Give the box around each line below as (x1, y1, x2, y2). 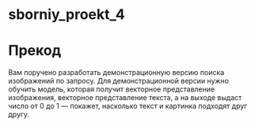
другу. (8, 110, 30, 119)
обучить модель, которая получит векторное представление (8, 84, 215, 94)
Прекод (8, 42, 62, 60)
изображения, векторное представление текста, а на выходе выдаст (8, 93, 242, 103)
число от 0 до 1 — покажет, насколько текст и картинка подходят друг (8, 101, 248, 111)
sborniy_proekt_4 (8, 6, 125, 24)
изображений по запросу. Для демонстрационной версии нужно (8, 77, 230, 86)
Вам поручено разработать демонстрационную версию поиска (8, 68, 225, 77)
